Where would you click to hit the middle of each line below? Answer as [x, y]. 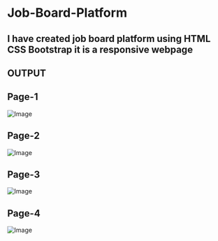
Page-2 [23, 136]
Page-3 [24, 174]
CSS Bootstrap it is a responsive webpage [100, 49]
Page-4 [24, 213]
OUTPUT [27, 73]
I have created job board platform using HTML [109, 39]
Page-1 [23, 97]
